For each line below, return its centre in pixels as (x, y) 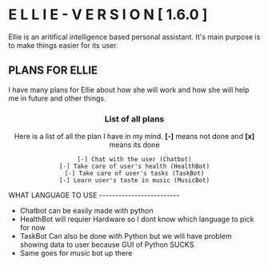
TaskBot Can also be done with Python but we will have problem (126, 236)
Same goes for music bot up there (76, 253)
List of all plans (134, 119)
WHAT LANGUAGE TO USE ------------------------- (94, 195)
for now (33, 228)
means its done (134, 145)
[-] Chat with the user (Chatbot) (134, 160)
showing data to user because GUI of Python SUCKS (107, 244)
